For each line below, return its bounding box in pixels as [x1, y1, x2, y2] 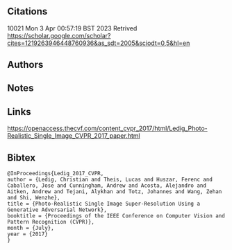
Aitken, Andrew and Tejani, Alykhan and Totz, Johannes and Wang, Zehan [7, 188, 222, 195]
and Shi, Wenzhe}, [7, 195, 60, 202]
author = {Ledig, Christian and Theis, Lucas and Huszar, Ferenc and [7, 176, 213, 184]
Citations [7, 6, 48, 17]
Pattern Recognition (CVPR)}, [7, 219, 95, 226]
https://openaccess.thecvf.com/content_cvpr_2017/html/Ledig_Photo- [7, 124, 208, 133]
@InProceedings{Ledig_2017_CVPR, [7, 170, 104, 177]
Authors [7, 59, 44, 71]
